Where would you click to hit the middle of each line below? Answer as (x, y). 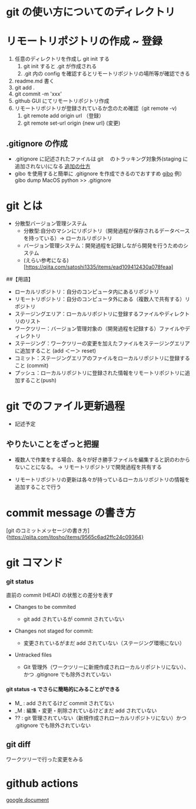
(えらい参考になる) (46, 260)
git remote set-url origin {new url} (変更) (72, 123)
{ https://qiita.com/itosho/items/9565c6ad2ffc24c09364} (75, 537)
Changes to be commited (45, 607)
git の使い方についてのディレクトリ (91, 12)
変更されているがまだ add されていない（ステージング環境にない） (104, 643)
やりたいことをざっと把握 (52, 444)
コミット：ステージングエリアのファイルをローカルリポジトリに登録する (102, 358)
